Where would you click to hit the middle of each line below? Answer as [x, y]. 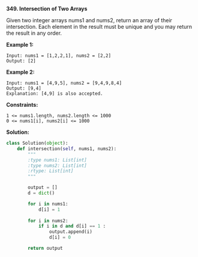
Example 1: [20, 45]
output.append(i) [71, 232]
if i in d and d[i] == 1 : [72, 226]
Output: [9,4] [24, 88]
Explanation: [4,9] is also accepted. [55, 94]
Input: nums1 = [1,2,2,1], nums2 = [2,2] [59, 56]
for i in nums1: [48, 204]
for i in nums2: [48, 221]
